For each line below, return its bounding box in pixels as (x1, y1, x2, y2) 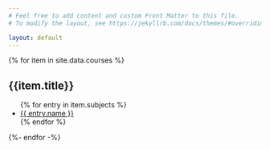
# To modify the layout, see (8, 19, 106, 27)
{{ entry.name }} (19, 109, 74, 119)
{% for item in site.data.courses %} (8, 55, 125, 65)
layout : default (8, 34, 63, 42)
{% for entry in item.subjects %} (19, 100, 127, 110)
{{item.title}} (8, 79, 75, 92)
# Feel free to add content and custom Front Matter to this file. (8, 11, 239, 20)
